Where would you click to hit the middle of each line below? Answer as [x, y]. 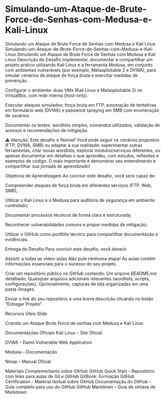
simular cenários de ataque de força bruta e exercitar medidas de [71, 75]
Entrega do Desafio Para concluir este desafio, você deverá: [66, 249]
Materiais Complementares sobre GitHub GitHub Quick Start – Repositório [80, 371]
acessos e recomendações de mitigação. [47, 130]
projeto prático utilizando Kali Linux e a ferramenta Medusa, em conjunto [79, 65]
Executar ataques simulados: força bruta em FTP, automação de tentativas [81, 105]
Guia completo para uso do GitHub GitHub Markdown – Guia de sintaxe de [81, 387]
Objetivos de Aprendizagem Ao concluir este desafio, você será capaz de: [81, 176]
